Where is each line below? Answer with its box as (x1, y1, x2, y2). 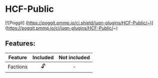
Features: (5, 39, 36, 48)
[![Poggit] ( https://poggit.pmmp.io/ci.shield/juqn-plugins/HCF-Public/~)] (5, 20, 154, 26)
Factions (7, 63, 28, 70)
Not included (58, 54, 90, 61)
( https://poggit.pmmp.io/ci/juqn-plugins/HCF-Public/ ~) (5, 25, 118, 31)
